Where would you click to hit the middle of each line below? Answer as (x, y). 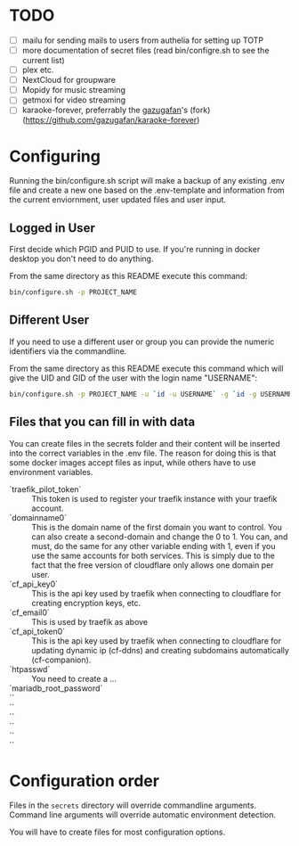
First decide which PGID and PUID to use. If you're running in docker (135, 250)
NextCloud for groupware (69, 80)
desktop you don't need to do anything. (81, 259)
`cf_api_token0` (37, 631)
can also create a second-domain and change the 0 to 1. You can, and (160, 537)
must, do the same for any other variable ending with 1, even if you (154, 546)
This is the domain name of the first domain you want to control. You (157, 527)
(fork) (200, 110)
